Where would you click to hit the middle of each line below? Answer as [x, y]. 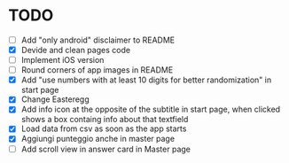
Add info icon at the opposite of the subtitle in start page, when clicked [151, 109]
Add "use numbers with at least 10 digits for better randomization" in [146, 80]
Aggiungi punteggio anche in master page [98, 139]
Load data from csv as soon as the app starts [104, 128]
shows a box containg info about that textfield [105, 120]
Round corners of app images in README [97, 70]
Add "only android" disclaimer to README [98, 40]
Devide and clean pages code [75, 50]
